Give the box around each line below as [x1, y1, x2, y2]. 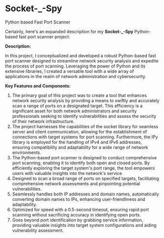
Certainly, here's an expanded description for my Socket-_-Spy [5, 28, 134, 34]
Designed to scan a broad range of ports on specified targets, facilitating [12, 175, 159, 181]
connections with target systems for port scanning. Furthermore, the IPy [12, 134, 158, 140]
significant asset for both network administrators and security [12, 108, 137, 114]
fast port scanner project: [19, 34, 70, 40]
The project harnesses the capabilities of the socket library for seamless [12, 123, 158, 130]
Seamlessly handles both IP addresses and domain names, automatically [12, 191, 159, 197]
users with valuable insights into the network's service [12, 170, 122, 176]
